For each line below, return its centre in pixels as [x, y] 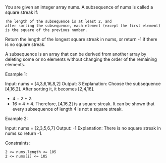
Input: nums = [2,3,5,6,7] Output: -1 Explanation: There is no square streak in [83, 128]
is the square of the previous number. [46, 30]
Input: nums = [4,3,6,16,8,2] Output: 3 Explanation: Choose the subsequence [83, 84]
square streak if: [22, 12]
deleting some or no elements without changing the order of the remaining [81, 59]
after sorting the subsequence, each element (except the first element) [83, 26]
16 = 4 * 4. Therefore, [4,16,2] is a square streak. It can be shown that [83, 104]
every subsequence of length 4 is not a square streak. [67, 109]
